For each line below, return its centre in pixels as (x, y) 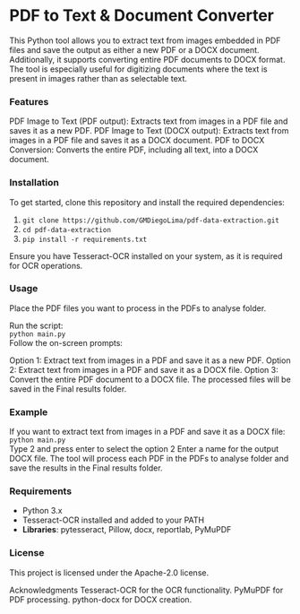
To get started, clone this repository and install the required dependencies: (147, 202)
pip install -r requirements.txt (85, 239)
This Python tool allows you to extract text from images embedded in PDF (145, 40)
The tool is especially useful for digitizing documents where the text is (138, 69)
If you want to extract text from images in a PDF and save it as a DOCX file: (147, 432)
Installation (34, 183)
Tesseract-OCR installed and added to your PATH (113, 520)
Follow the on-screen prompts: (66, 342)
